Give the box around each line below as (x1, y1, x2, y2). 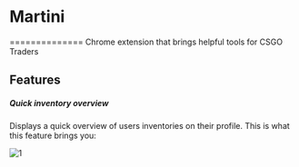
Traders (9, 45, 39, 56)
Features (9, 73, 61, 88)
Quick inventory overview (9, 97, 109, 108)
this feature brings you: (9, 130, 97, 142)
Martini (9, 6, 65, 27)
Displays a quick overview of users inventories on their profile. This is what (9, 121, 291, 132)
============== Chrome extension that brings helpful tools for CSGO (9, 36, 284, 47)
